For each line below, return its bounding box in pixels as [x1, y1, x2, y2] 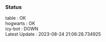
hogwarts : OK [5, 20, 36, 26]
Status [5, 4, 22, 11]
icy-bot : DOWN [5, 26, 39, 32]
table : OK [5, 15, 26, 21]
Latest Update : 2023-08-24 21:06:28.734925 [5, 31, 101, 37]
